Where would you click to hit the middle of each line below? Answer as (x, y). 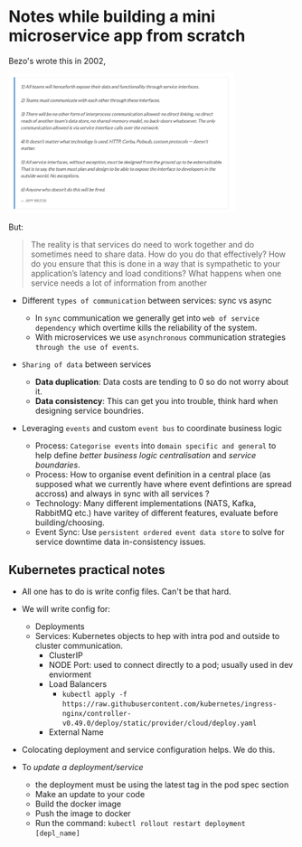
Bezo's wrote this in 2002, (57, 61)
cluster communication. (79, 646)
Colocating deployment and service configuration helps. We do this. (148, 750)
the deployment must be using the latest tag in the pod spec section (162, 785)
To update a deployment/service (82, 767)
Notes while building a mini (112, 17)
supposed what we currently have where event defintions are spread (163, 484)
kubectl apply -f (94, 695)
